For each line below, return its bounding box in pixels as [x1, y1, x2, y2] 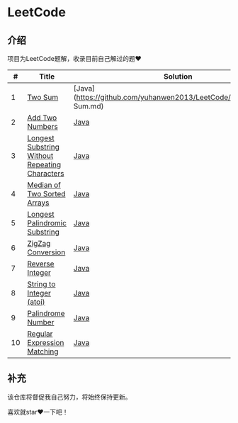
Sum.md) [73, 101, 104, 111]
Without [27, 151, 54, 160]
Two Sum [27, 93, 59, 102]
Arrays [27, 198, 50, 208]
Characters [27, 169, 64, 178]
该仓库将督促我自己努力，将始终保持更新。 [7, 393, 132, 401]
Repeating [27, 160, 62, 169]
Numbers [27, 122, 58, 131]
